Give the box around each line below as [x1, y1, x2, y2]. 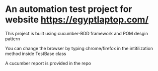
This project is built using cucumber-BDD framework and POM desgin [5, 30, 148, 36]
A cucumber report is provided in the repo [5, 60, 91, 66]
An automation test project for [5, 3, 133, 15]
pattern [5, 36, 20, 42]
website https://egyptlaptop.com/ [5, 14, 149, 25]
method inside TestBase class [5, 51, 66, 57]
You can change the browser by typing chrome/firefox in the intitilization [5, 45, 153, 51]
